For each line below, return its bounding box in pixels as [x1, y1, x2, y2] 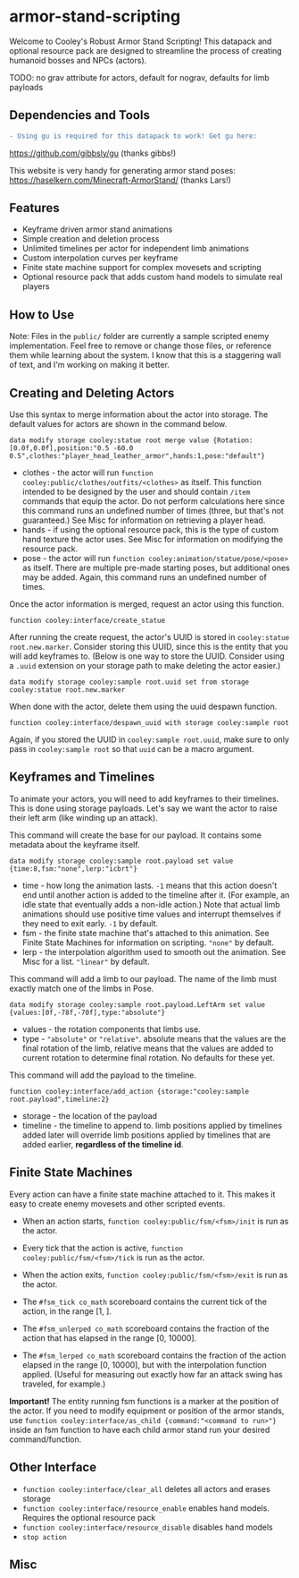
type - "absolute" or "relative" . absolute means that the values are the [21, 1033, 287, 1044]
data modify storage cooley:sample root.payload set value [9, 857, 234, 866]
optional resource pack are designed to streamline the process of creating [9, 45, 283, 55]
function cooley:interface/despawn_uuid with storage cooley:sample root [9, 719, 290, 728]
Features [9, 200, 60, 216]
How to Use [9, 307, 75, 322]
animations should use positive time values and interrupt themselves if [21, 908, 281, 919]
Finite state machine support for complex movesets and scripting [21, 262, 262, 273]
